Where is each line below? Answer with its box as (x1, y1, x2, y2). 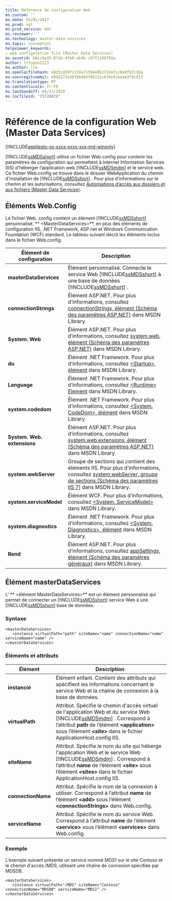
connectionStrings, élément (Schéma (68, 305, 157, 312)
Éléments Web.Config (5, 201, 77, 210)
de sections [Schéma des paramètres (68, 477, 158, 484)
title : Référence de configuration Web (5, 7, 91, 13)
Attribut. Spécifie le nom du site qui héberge (55, 742, 162, 749)
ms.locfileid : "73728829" (5, 94, 60, 99)
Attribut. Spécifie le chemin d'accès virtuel (55, 702, 158, 709)
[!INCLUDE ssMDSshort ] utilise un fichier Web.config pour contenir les (5, 154, 153, 160)
